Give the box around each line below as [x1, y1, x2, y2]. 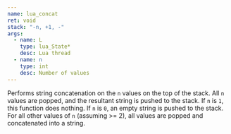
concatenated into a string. [7, 118, 86, 127]
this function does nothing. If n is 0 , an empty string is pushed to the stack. [7, 104, 224, 112]
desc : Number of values [20, 69, 90, 76]
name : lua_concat [7, 10, 58, 18]
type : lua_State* [20, 43, 71, 50]
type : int [20, 63, 49, 70]
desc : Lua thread [20, 50, 71, 57]
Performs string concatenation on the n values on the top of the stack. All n [7, 89, 225, 97]
